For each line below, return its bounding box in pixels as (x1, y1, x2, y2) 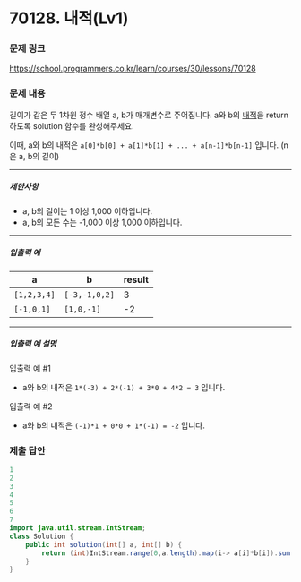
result (123, 273, 150, 286)
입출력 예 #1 (9, 363, 51, 373)
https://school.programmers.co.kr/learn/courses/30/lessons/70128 (9, 64, 257, 74)
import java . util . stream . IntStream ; (9, 524, 146, 533)
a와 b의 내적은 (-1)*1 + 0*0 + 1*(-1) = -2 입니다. (21, 420, 206, 431)
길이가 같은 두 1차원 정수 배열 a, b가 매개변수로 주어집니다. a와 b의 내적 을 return (9, 109, 289, 120)
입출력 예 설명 (9, 338, 56, 349)
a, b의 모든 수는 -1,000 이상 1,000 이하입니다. (21, 217, 183, 227)
